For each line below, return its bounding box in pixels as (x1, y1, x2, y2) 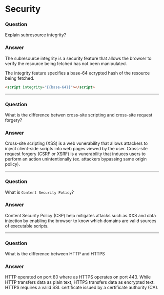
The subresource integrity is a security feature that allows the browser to (5, 55, 152, 61)
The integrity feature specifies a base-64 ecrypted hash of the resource (5, 70, 150, 76)
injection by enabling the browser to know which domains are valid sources (5, 218, 157, 224)
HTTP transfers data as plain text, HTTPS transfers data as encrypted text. (5, 279, 155, 285)
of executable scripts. (5, 223, 49, 228)
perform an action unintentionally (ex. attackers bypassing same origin (5, 156, 147, 162)
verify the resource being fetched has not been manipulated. (5, 60, 127, 67)
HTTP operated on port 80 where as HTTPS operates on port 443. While (5, 274, 151, 280)
